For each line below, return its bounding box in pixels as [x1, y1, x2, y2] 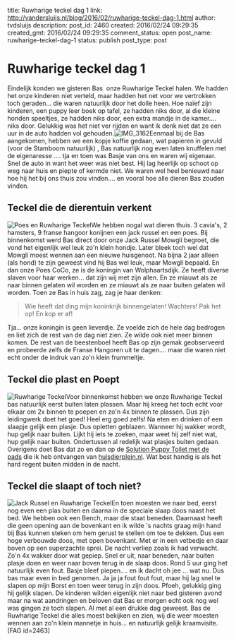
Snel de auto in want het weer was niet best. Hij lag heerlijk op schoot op [7, 159, 219, 167]
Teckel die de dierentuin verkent [7, 202, 152, 214]
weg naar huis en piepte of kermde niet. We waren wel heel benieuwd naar [7, 166, 225, 175]
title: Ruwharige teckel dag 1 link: [7, 6, 103, 14]
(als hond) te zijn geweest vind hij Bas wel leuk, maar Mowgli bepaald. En [7, 258, 220, 267]
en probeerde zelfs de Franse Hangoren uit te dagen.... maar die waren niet [7, 345, 226, 354]
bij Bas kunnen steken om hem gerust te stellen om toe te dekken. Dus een [7, 529, 224, 537]
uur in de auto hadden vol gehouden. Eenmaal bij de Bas [7, 128, 205, 137]
